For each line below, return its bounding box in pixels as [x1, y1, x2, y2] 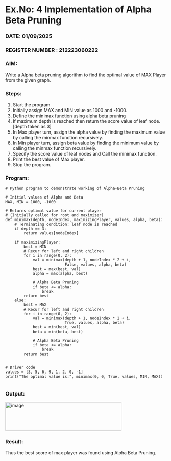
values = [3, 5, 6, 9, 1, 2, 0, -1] [5, 369, 83, 375]
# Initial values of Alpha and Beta [5, 194, 83, 200]
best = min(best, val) [32, 324, 81, 330]
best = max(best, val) [32, 266, 81, 272]
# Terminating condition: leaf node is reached [14, 222, 117, 227]
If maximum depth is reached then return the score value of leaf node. [12, 118, 161, 124]
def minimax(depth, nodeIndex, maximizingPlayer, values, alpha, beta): [5, 217, 163, 222]
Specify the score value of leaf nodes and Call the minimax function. [12, 150, 157, 157]
